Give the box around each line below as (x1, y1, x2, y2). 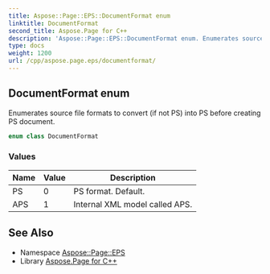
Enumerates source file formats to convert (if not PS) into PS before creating (8, 108, 261, 118)
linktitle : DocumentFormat (8, 19, 99, 27)
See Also (8, 226, 54, 240)
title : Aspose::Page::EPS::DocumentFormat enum (8, 11, 171, 20)
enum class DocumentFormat (8, 132, 99, 140)
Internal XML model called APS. (73, 198, 193, 210)
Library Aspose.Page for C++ (19, 255, 118, 266)
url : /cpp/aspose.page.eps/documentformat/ (8, 57, 157, 65)
